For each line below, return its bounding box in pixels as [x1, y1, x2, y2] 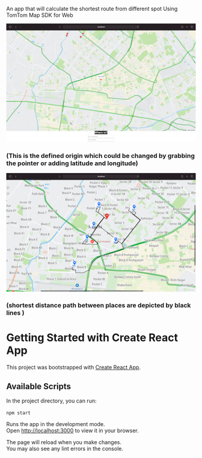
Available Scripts [6, 381, 71, 391]
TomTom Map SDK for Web [6, 11, 73, 19]
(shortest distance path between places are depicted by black [6, 301, 191, 310]
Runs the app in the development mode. [6, 420, 105, 427]
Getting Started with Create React [6, 331, 179, 345]
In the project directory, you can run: [6, 397, 97, 404]
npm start [6, 410, 31, 416]
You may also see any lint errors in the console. [6, 445, 123, 452]
